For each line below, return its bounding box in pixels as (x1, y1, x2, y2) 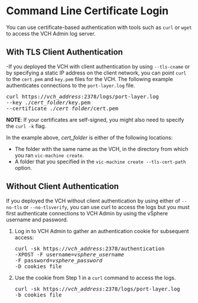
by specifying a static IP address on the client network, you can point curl (6, 69, 187, 76)
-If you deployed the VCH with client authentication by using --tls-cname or (6, 63, 190, 70)
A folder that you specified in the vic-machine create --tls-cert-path (14, 158, 186, 165)
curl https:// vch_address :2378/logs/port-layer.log (6, 93, 160, 100)
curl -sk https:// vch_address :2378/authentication (14, 245, 165, 252)
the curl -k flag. (6, 123, 47, 130)
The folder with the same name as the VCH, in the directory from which (14, 145, 189, 152)
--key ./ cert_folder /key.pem (6, 99, 90, 106)
